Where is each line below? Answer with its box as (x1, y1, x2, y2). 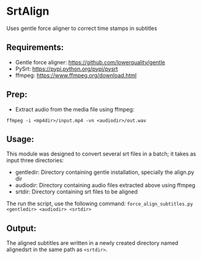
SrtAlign (6, 4, 50, 18)
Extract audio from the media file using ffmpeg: (15, 105, 135, 113)
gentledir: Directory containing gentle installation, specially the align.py (15, 168, 195, 176)
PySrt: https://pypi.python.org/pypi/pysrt (15, 65, 118, 72)
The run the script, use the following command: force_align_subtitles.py (6, 200, 193, 208)
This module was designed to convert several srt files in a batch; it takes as (6, 150, 196, 157)
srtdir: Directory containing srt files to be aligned (15, 188, 138, 195)
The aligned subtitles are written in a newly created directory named (6, 239, 179, 247)
